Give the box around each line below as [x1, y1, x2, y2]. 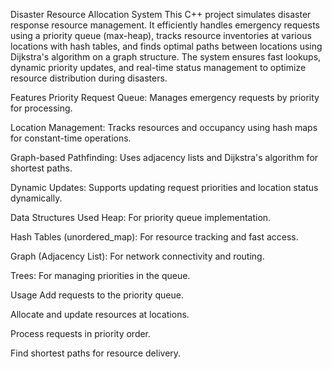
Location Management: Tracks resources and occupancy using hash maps [10, 122, 318, 133]
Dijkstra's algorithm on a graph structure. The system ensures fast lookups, [10, 51, 322, 63]
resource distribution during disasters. [10, 72, 168, 84]
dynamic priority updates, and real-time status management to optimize [10, 62, 307, 73]
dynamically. [10, 192, 63, 204]
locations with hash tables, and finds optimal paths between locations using [10, 40, 323, 52]
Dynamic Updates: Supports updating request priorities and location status [10, 182, 319, 193]
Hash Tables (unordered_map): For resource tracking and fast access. [10, 231, 299, 243]
